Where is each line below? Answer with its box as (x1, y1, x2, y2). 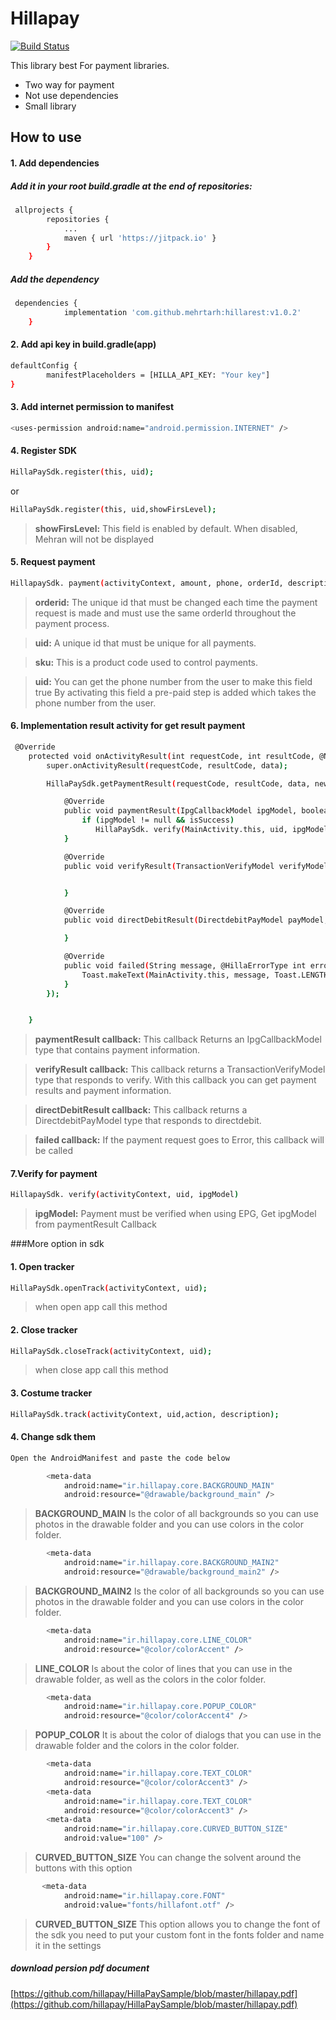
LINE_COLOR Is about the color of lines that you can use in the (34, 1662, 293, 1674)
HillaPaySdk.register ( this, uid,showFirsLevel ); (10, 504, 217, 514)
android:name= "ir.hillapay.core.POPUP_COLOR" (63, 1702, 257, 1712)
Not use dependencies (24, 89, 119, 101)
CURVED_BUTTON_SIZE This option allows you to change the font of (34, 1918, 321, 1930)
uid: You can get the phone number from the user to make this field (34, 675, 313, 687)
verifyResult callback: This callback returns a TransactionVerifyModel (34, 1063, 326, 1076)
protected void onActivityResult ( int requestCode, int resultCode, (28, 751, 315, 761)
